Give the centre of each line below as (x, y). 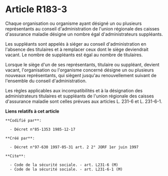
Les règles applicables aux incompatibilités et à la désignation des (74, 90)
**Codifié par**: (23, 120)
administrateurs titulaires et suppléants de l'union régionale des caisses (80, 96)
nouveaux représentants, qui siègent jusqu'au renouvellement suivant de (81, 75)
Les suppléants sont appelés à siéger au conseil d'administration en (76, 44)
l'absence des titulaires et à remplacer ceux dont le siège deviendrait (77, 49)
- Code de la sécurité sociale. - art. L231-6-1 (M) (66, 169)
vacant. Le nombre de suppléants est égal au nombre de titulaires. (74, 55)
